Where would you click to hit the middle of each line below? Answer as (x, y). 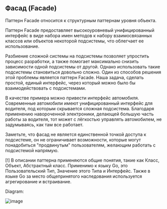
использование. (22, 46)
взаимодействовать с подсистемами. (46, 88)
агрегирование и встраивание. (38, 181)
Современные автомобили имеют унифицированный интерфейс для (79, 103)
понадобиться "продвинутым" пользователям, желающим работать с (80, 145)
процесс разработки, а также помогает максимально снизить (72, 61)
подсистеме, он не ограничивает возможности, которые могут (73, 140)
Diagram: (15, 191)
